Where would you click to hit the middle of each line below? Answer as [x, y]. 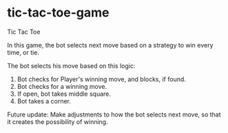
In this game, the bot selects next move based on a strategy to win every [110, 45]
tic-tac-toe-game [58, 13]
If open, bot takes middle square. [64, 94]
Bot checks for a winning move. [62, 86]
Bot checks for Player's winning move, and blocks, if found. [101, 79]
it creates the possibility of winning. [58, 121]
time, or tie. [23, 52]
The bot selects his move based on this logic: [71, 65]
